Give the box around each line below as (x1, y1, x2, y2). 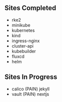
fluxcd (11, 53, 25, 59)
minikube (11, 22, 30, 28)
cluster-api (11, 43, 34, 49)
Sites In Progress (4, 73, 57, 81)
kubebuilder (11, 48, 36, 54)
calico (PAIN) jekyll (11, 86, 50, 92)
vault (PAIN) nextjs (11, 91, 49, 97)
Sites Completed (4, 4, 57, 12)
